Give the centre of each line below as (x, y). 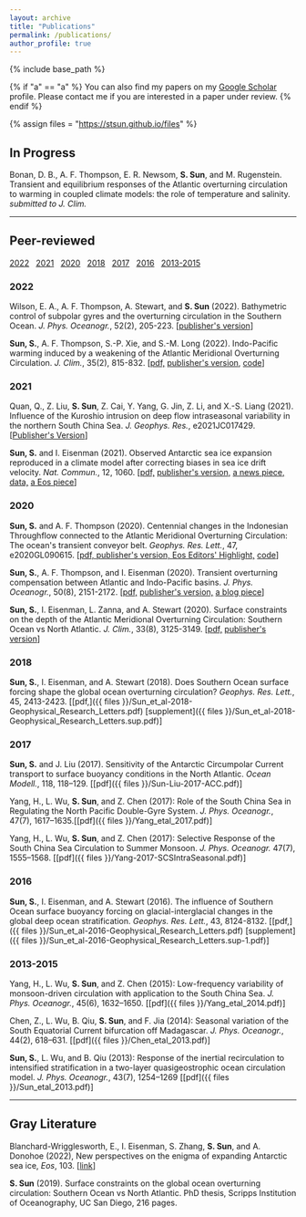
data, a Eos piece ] (43, 482)
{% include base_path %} (57, 69)
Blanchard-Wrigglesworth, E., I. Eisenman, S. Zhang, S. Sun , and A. (135, 1146)
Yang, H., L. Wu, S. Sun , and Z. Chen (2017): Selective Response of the (143, 838)
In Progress (42, 153)
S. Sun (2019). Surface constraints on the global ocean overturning (135, 1183)
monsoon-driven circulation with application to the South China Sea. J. (142, 993)
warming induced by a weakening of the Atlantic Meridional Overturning (144, 353)
